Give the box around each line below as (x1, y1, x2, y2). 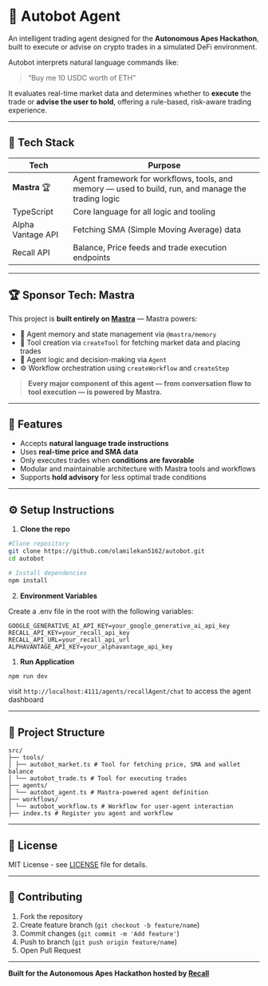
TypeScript (12, 206, 53, 217)
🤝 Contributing (8, 890, 83, 904)
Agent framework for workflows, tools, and (73, 173, 234, 184)
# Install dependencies (8, 569, 88, 577)
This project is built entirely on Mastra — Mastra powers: (8, 314, 198, 323)
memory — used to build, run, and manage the (73, 183, 247, 194)
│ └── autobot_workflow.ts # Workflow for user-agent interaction (8, 803, 234, 810)
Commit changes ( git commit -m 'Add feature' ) (19, 929, 179, 938)
